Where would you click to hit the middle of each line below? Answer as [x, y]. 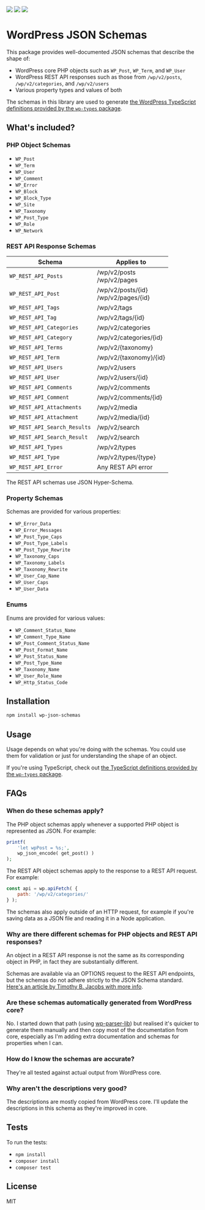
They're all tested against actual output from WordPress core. [84, 1072]
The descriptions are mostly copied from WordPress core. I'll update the [97, 1102]
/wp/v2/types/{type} [126, 457]
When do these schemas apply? [55, 811]
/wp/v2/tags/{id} [121, 317]
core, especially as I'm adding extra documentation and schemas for [93, 1036]
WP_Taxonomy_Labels [40, 563]
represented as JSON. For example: [51, 831]
